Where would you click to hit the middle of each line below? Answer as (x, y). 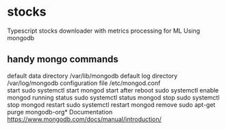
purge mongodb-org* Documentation (60, 112)
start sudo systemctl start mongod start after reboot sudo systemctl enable (113, 90)
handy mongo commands (63, 60)
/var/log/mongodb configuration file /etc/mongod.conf (84, 83)
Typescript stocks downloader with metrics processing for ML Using (104, 31)
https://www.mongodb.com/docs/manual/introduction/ (85, 119)
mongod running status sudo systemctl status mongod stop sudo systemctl (114, 97)
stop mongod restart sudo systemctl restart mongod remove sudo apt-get (111, 104)
